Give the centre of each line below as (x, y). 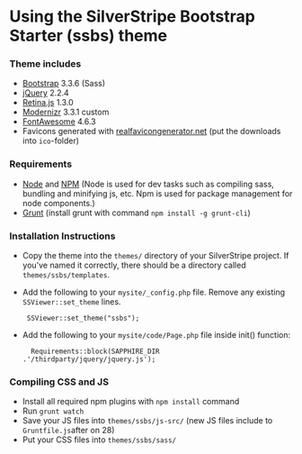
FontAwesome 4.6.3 (59, 122)
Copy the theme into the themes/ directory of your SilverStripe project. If (155, 256)
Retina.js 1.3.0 (48, 103)
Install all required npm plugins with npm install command (131, 402)
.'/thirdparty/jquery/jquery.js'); (89, 359)
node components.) (59, 203)
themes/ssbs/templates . (66, 275)
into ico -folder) (50, 141)
